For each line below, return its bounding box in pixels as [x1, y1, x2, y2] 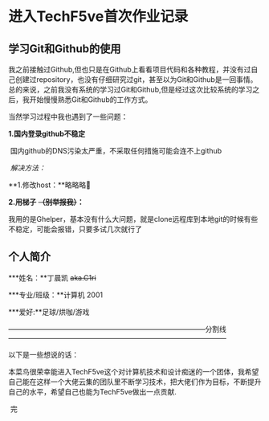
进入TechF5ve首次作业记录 [8, 7, 189, 26]
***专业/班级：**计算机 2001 [8, 290, 103, 300]
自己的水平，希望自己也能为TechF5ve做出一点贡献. [8, 386, 177, 396]
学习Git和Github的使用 [8, 42, 121, 55]
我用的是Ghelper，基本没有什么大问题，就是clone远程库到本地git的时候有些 [8, 215, 259, 223]
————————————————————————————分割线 [8, 324, 226, 333]
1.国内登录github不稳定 [8, 129, 86, 138]
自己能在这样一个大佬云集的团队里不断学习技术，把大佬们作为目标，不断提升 [8, 377, 262, 386]
